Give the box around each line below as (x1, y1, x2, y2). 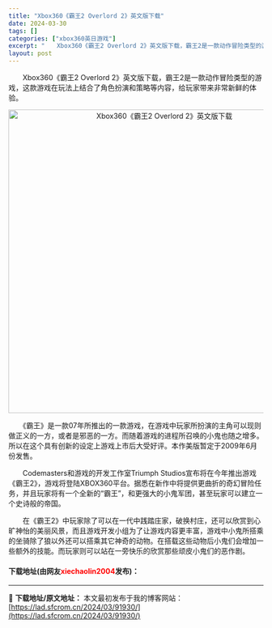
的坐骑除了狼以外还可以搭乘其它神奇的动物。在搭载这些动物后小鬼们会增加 (8, 536, 257, 545)
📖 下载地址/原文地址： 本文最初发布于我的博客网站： (8, 593, 184, 603)
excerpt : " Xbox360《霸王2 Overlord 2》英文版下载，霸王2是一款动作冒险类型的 (8, 42, 262, 50)
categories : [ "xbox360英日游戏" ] (8, 34, 117, 43)
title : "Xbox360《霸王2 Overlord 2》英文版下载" (8, 11, 164, 20)
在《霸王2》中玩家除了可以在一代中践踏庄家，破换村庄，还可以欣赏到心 (22, 516, 261, 525)
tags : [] (8, 27, 38, 35)
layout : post (8, 49, 53, 57)
